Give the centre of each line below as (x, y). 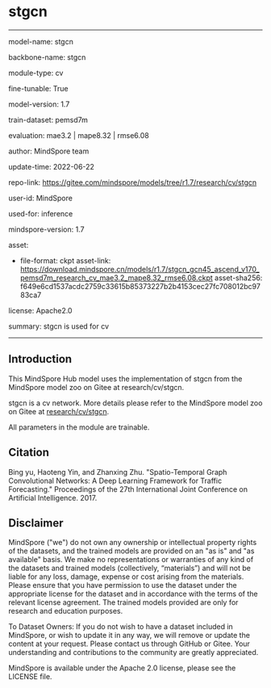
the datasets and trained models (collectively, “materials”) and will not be (130, 568)
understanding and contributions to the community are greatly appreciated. (133, 652)
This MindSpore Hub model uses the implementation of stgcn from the (125, 379)
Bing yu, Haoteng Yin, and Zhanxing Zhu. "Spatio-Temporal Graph (118, 472)
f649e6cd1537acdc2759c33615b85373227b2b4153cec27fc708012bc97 (140, 286)
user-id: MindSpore (40, 198)
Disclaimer (36, 523)
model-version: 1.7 (39, 104)
